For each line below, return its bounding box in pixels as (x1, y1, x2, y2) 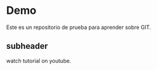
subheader (6, 41, 48, 51)
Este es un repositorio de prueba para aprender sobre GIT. (6, 24, 152, 31)
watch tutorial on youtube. (6, 57, 72, 64)
